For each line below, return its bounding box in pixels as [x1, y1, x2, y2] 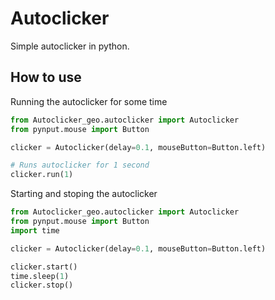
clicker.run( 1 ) [10, 170, 74, 180]
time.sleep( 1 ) [10, 271, 70, 281]
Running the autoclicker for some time [10, 95, 168, 107]
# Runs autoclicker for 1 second [10, 160, 150, 171]
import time [10, 225, 60, 236]
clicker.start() [10, 262, 78, 272]
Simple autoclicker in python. [10, 40, 130, 52]
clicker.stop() [10, 280, 74, 291]
